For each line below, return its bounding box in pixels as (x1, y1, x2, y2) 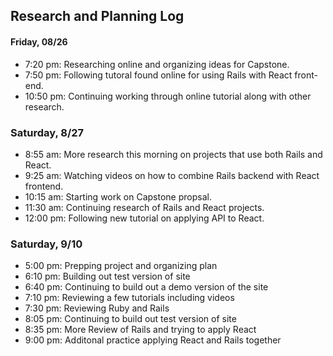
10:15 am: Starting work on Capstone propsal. (24, 190, 212, 203)
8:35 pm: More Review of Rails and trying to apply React (24, 324, 257, 336)
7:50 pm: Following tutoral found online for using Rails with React (24, 69, 293, 81)
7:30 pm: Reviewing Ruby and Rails (24, 302, 170, 314)
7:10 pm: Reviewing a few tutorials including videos (24, 292, 235, 304)
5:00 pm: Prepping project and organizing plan (24, 260, 218, 272)
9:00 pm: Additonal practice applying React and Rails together (24, 334, 282, 346)
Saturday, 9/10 (10, 237, 83, 251)
